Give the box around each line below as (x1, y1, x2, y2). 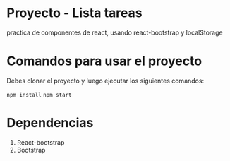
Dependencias (6, 115, 94, 131)
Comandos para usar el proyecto (6, 53, 202, 69)
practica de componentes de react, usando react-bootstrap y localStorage (6, 28, 223, 37)
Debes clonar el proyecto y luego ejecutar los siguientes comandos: (6, 76, 205, 85)
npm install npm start (6, 91, 72, 98)
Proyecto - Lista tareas (6, 5, 143, 21)
